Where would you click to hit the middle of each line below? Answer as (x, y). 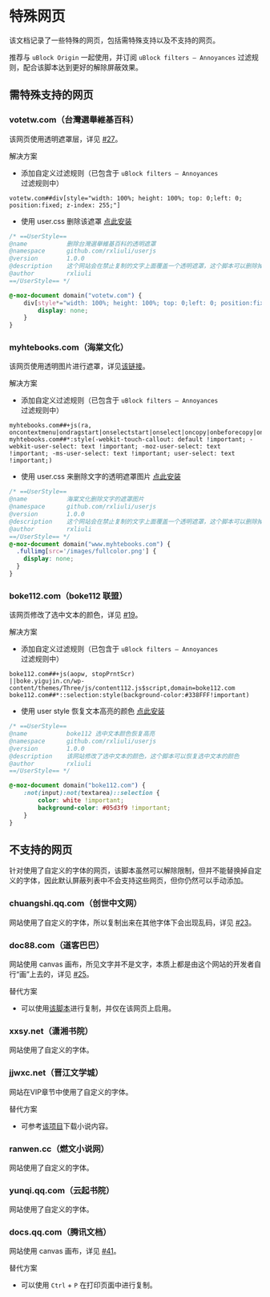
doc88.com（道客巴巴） (57, 945)
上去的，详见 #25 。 (61, 974)
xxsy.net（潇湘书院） (51, 1031)
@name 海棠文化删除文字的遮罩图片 (77, 499)
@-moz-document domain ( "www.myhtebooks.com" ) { (90, 544)
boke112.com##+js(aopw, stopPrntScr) (72, 675)
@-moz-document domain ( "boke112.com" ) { (78, 786)
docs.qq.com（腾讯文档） (60, 1232)
